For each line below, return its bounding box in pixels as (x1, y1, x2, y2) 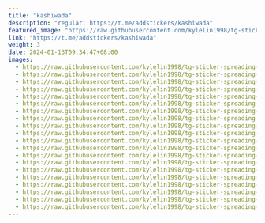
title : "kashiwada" (8, 11, 73, 20)
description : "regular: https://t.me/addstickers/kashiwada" (8, 19, 214, 27)
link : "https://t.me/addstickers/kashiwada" (8, 33, 157, 42)
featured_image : (8, 26, 62, 34)
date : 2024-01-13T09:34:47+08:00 (8, 48, 118, 56)
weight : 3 (8, 41, 41, 49)
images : (8, 56, 34, 64)
